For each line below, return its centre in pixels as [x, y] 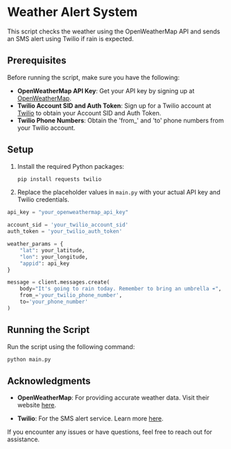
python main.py [29, 359]
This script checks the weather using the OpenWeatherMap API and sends [114, 31]
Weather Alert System [72, 12]
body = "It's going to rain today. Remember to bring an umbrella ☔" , [121, 289]
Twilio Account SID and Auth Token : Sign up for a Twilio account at [114, 106]
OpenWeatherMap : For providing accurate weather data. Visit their [113, 398]
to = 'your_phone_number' [54, 302]
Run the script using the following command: [71, 346]
